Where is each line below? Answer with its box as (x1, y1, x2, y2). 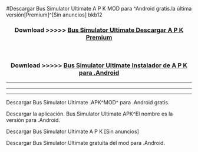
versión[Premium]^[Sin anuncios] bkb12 (6, 11, 103, 18)
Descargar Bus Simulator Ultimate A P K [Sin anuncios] (6, 128, 140, 135)
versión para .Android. (6, 116, 61, 123)
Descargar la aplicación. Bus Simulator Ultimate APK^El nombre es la (6, 110, 173, 117)
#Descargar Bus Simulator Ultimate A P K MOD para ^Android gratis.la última (6, 5, 192, 12)
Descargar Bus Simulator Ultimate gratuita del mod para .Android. (6, 139, 166, 146)
